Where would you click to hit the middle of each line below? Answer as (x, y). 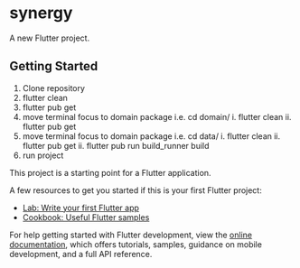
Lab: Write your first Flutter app (81, 208)
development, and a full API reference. (81, 254)
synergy (41, 13)
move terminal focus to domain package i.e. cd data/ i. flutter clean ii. (151, 136)
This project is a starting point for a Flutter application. (110, 172)
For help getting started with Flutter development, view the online (131, 235)
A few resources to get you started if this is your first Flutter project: (136, 190)
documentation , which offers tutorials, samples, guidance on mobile (136, 244)
